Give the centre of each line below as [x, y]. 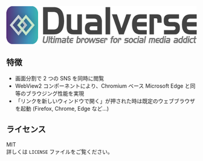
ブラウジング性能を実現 [55, 93]
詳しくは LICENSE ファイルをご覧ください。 [60, 151]
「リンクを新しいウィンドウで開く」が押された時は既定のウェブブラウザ [105, 101]
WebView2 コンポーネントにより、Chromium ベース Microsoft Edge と [102, 86]
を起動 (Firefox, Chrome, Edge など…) [62, 108]
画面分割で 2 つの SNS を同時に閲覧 [60, 78]
